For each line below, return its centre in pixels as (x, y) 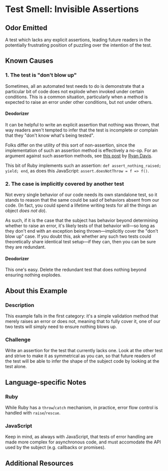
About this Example (36, 291)
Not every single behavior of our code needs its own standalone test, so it (81, 195)
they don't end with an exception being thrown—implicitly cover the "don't (82, 231)
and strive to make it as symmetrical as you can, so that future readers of (80, 356)
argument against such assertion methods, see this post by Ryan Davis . (79, 155)
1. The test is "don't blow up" (41, 75)
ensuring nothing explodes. (33, 275)
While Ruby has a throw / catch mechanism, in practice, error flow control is (82, 408)
